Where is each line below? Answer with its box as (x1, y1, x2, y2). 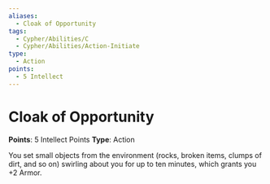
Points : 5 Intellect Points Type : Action (8, 134, 136, 144)
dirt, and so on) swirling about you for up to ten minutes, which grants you (8, 159, 257, 169)
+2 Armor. (8, 168, 42, 177)
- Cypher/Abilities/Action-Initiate (15, 42, 140, 50)
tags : (8, 27, 27, 35)
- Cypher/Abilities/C (15, 34, 89, 43)
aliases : (8, 11, 38, 20)
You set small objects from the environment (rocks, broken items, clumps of (8, 150, 263, 160)
